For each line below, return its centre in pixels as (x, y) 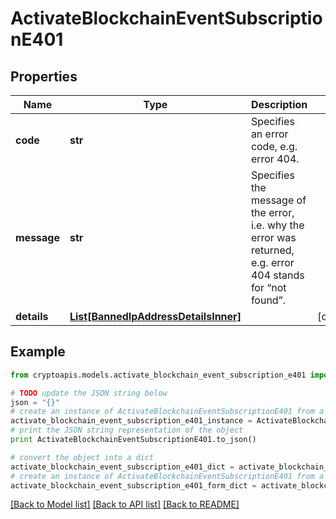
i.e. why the (277, 225)
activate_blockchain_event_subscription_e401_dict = (122, 467)
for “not (268, 287)
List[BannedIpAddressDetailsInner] (155, 316)
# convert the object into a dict (82, 457)
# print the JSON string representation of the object (127, 430)
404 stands (277, 275)
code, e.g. (274, 146)
